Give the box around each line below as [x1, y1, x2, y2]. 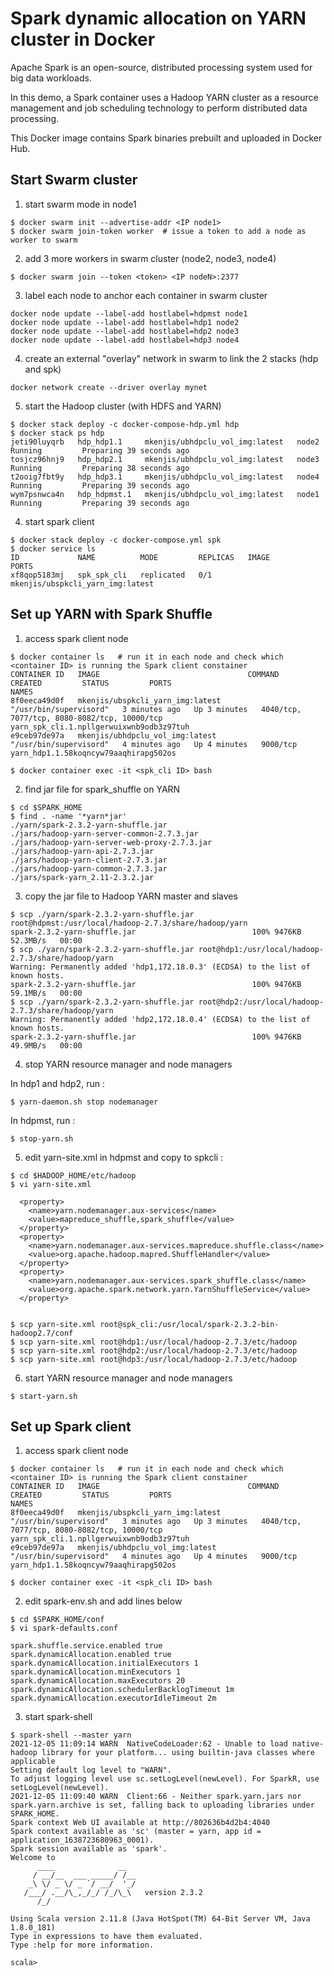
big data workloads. [10, 72, 92, 84]
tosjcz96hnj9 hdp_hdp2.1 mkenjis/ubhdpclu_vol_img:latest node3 [10, 454, 320, 464]
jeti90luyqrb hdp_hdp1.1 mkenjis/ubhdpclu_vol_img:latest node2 [10, 437, 320, 447]
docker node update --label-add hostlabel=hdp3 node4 [10, 335, 240, 345]
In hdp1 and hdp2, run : [10, 1077, 105, 1089]
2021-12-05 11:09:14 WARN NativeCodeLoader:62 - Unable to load [10, 1739, 288, 1749]
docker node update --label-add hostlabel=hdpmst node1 [10, 308, 248, 319]
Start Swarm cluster [10, 172, 138, 189]
